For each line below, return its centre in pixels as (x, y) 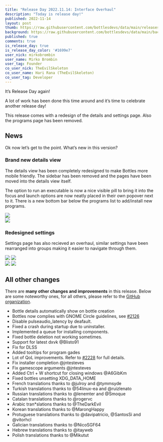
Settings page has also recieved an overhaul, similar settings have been (77, 243)
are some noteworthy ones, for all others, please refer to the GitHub (73, 296)
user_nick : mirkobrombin (30, 55)
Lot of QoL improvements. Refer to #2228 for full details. (68, 357)
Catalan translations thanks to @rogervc (52, 399)
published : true (21, 37)
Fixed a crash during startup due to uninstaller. (59, 326)
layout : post (18, 23)
